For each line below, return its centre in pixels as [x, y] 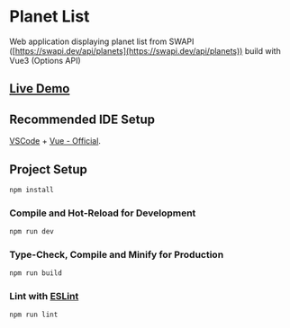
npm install [32, 190]
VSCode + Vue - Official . [55, 141]
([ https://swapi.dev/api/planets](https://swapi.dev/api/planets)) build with [145, 50]
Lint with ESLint [44, 297]
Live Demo [40, 89]
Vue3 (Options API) [45, 60]
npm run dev [32, 232]
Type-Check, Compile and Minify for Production [117, 254]
